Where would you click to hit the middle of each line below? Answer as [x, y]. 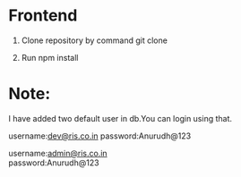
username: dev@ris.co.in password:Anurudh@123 [100, 136]
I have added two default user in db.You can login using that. [120, 118]
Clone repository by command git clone [94, 40]
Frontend [43, 16]
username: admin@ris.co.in [58, 153]
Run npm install [50, 57]
